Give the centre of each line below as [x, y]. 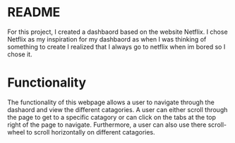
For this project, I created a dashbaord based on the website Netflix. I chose [117, 32]
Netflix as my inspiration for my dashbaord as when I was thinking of [107, 39]
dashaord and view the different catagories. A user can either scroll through [117, 109]
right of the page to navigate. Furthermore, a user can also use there [107, 125]
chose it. [20, 54]
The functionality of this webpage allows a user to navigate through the [111, 102]
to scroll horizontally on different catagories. [91, 132]
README [34, 12]
